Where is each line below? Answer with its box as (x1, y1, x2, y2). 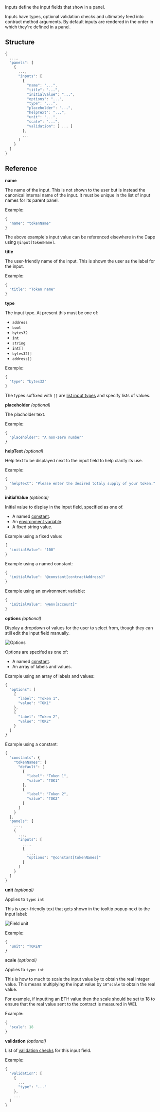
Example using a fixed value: (5, 533, 62, 539)
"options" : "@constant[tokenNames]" (26, 855, 101, 860)
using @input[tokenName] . (5, 239, 56, 245)
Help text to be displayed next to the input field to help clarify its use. (5, 458, 143, 464)
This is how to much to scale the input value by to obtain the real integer (5, 976, 150, 982)
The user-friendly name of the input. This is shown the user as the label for (5, 258, 155, 264)
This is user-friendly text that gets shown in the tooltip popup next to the (5, 906, 150, 912)
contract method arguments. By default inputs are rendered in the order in (5, 19, 154, 24)
